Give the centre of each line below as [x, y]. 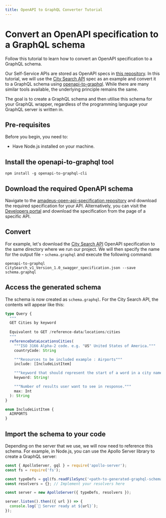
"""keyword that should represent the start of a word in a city [83, 373]
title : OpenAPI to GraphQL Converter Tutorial [54, 10]
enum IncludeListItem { [30, 409]
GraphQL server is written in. [35, 109]
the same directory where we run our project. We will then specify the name [82, 249]
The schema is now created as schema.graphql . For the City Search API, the [82, 299]
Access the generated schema [53, 287]
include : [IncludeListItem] [43, 364]
